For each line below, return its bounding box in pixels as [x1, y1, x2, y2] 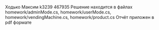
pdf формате [5, 19, 32, 25]
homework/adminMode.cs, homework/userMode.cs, [5, 9, 111, 15]
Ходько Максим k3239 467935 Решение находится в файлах [5, 4, 132, 10]
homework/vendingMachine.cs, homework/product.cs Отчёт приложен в [5, 15, 155, 20]
